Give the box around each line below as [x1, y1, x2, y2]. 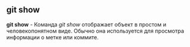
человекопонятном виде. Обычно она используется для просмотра [6, 27, 184, 34]
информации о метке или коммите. [6, 33, 99, 41]
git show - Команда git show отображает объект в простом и [6, 20, 167, 28]
